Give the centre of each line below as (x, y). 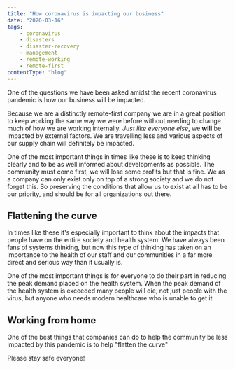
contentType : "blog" (37, 72)
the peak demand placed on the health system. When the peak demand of (114, 284)
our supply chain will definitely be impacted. (71, 143)
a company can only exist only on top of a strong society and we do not (111, 179)
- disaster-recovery (50, 46)
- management (39, 53)
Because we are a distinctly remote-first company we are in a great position (116, 113)
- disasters (37, 40)
